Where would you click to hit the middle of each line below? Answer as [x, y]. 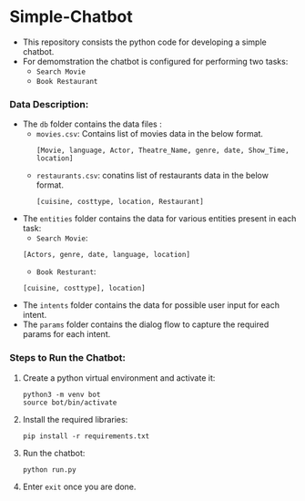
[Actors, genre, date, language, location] [107, 255]
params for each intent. [66, 334]
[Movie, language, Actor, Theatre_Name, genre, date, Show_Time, [163, 151]
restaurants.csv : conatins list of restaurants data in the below [152, 176]
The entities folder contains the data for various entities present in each [159, 219]
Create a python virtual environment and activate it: [119, 378]
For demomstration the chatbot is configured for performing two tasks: [155, 61]
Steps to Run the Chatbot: [67, 358]
